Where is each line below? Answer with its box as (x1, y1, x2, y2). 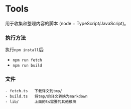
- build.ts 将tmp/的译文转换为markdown (5, 94, 88, 99)
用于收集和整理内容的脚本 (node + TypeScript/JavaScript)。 (5, 20, 129, 26)
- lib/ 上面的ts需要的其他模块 (5, 99, 77, 104)
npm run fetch (12, 58, 42, 63)
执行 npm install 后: (5, 46, 45, 53)
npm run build (12, 63, 42, 68)
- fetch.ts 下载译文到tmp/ (5, 88, 63, 93)
